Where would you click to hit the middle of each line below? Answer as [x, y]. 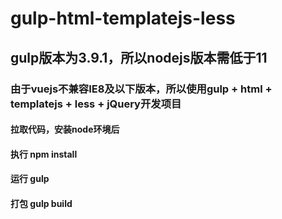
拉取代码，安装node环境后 [65, 129]
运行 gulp [30, 179]
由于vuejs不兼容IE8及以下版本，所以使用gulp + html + [141, 89]
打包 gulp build [41, 203]
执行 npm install [44, 154]
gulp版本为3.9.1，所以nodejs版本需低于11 [139, 57]
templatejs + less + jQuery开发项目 [96, 104]
